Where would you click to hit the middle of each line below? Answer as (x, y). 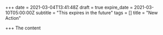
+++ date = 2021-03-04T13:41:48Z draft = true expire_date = (69, 7)
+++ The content (23, 28)
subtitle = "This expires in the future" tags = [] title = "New (97, 13)
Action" (13, 18)
